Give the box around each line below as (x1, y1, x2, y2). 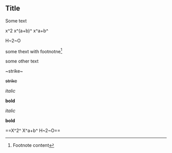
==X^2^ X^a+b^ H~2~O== (5, 127, 60, 134)
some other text (5, 58, 39, 64)
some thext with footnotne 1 (5, 47, 62, 54)
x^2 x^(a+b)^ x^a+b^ (5, 28, 49, 34)
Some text (5, 17, 27, 24)
